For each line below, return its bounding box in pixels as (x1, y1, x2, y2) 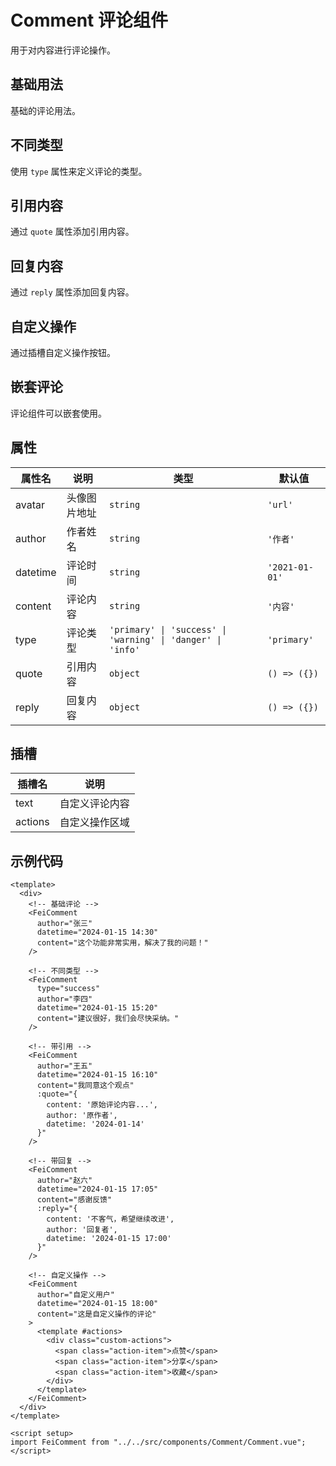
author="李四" (36, 994, 93, 1005)
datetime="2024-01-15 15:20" (36, 1003, 159, 1013)
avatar (15, 497, 45, 511)
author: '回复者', (46, 1225, 118, 1235)
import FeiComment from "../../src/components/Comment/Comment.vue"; (10, 1437, 307, 1448)
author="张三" (36, 919, 93, 929)
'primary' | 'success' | (108, 624, 228, 635)
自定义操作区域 (59, 816, 130, 830)
